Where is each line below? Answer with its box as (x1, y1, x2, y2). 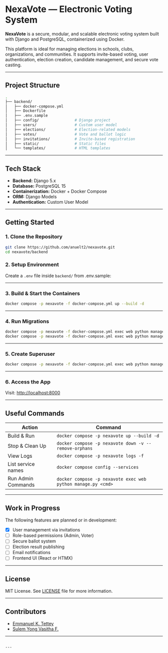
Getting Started (5, 218, 54, 227)
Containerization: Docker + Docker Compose (12, 188, 107, 194)
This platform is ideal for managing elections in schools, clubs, (5, 46, 134, 52)
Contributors (5, 607, 46, 616)
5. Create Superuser (5, 350, 55, 357)
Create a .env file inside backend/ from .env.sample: (5, 273, 111, 279)
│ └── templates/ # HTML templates (5, 146, 111, 151)
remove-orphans (56, 446, 93, 451)
